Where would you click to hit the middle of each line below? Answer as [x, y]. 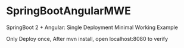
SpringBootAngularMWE [68, 11]
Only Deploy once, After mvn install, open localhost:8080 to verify [87, 39]
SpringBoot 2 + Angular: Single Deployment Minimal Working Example [92, 27]
